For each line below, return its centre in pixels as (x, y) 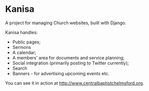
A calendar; (24, 52)
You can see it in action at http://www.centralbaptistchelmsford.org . (75, 83)
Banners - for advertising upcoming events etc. (61, 73)
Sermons (22, 47)
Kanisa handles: (22, 32)
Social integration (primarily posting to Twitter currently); (71, 63)
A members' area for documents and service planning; (68, 57)
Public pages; (26, 42)
